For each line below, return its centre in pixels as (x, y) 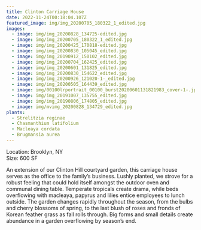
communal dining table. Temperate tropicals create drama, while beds (92, 189)
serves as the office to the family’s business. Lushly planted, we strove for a (100, 176)
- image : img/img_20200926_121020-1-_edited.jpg (73, 79)
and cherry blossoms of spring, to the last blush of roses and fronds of (93, 208)
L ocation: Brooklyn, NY (35, 151)
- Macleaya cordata (36, 129)
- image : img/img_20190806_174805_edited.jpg (69, 101)
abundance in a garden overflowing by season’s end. (71, 220)
